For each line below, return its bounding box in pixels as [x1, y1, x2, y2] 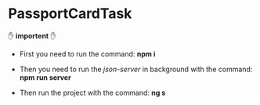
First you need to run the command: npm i [19, 49, 156, 59]
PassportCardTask [8, 5, 132, 23]
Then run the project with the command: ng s [19, 88, 166, 97]
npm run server [19, 72, 72, 82]
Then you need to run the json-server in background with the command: [19, 64, 253, 74]
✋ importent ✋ [8, 31, 56, 40]
